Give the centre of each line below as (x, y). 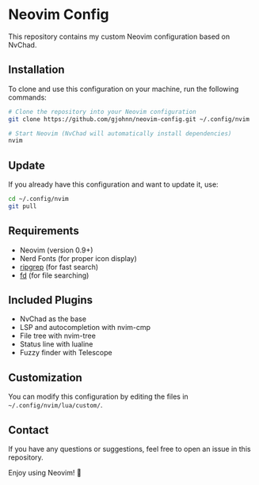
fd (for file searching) (54, 275)
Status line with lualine (56, 344)
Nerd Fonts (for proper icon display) (78, 258)
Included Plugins (51, 300)
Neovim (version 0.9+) (56, 250)
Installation (36, 70)
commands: (28, 97)
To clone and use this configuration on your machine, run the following (124, 89)
